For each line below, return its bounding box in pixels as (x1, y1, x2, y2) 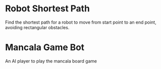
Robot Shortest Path (5, 3, 90, 14)
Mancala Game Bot (5, 42, 85, 53)
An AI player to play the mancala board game (5, 58, 97, 64)
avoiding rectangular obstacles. (5, 24, 69, 30)
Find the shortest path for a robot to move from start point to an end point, (5, 19, 157, 25)
